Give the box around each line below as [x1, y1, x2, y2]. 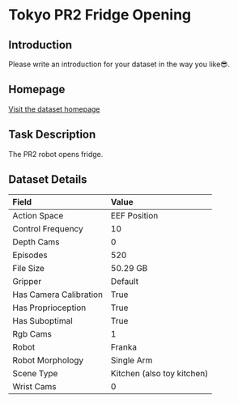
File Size [12, 263, 45, 274]
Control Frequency [12, 223, 83, 235]
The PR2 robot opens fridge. [8, 149, 104, 159]
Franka [110, 341, 138, 353]
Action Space [12, 210, 64, 222]
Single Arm [110, 354, 153, 366]
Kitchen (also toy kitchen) [110, 368, 209, 380]
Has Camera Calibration [12, 289, 104, 300]
